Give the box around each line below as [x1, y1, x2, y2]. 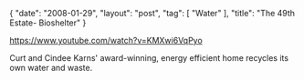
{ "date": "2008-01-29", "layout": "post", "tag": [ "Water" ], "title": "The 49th [9, 8, 295, 18]
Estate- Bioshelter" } [9, 17, 87, 28]
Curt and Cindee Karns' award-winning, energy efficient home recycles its [9, 53, 289, 63]
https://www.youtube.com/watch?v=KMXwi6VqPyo [9, 35, 203, 45]
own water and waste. [9, 63, 93, 73]
